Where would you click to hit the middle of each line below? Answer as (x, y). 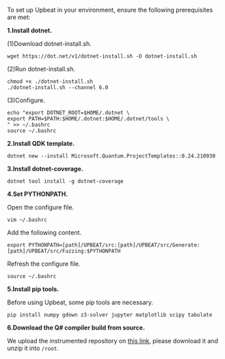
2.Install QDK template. (41, 144)
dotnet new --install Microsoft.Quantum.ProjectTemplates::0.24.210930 (111, 156)
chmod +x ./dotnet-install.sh (50, 82)
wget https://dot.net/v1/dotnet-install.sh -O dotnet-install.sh (102, 56)
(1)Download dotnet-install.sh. (49, 44)
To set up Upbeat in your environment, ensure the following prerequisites (110, 10)
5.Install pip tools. (33, 289)
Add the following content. (44, 233)
